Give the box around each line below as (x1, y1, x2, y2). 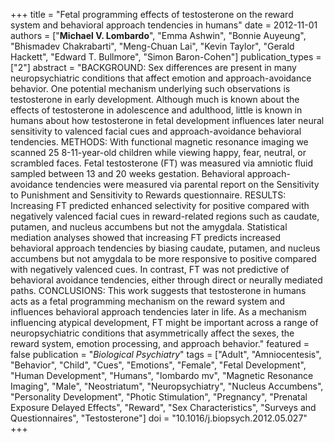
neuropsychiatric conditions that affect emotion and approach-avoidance (10, 72, 312, 84)
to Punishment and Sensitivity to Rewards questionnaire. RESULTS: (10, 189, 287, 201)
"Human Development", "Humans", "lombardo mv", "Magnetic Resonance (10, 370, 314, 381)
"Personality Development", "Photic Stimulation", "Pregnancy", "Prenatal (10, 391, 308, 403)
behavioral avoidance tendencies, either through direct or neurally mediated (10, 274, 323, 286)
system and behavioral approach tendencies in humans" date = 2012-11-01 (10, 19, 318, 31)
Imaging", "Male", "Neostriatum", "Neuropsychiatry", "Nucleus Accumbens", (10, 380, 324, 392)
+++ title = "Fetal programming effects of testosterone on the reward (10, 9, 294, 20)
